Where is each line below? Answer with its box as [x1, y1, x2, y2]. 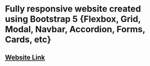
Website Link [5, 53, 45, 61]
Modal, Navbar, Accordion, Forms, [5, 24, 145, 35]
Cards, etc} [5, 34, 52, 45]
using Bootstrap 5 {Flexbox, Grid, [5, 13, 141, 25]
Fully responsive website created [5, 3, 141, 14]
